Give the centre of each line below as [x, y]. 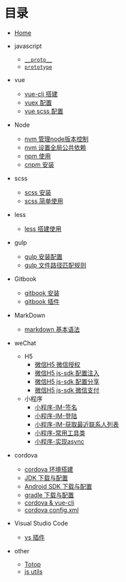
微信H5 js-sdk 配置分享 [67, 381]
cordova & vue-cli [49, 503]
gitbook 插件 [42, 301]
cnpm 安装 [39, 164]
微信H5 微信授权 [58, 364]
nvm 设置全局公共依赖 [55, 147]
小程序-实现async [59, 441]
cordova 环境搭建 [49, 469]
